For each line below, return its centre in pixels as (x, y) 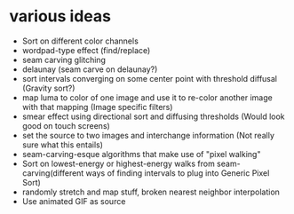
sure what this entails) (63, 145)
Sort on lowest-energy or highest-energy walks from (118, 163)
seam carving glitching (64, 59)
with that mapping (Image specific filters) (97, 107)
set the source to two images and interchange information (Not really (148, 135)
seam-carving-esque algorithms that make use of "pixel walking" (141, 154)
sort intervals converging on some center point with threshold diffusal (150, 78)
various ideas (60, 16)
